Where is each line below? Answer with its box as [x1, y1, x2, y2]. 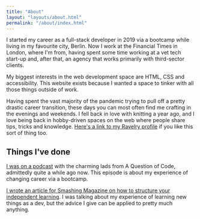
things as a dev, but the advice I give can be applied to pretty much [6, 200, 173, 207]
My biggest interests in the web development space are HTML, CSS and [6, 73, 185, 81]
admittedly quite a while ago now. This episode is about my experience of [6, 169, 188, 177]
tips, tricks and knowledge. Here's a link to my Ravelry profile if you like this [6, 123, 193, 130]
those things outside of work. [6, 86, 79, 93]
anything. [6, 206, 30, 213]
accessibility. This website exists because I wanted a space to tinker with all [6, 80, 194, 87]
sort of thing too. [6, 129, 48, 136]
